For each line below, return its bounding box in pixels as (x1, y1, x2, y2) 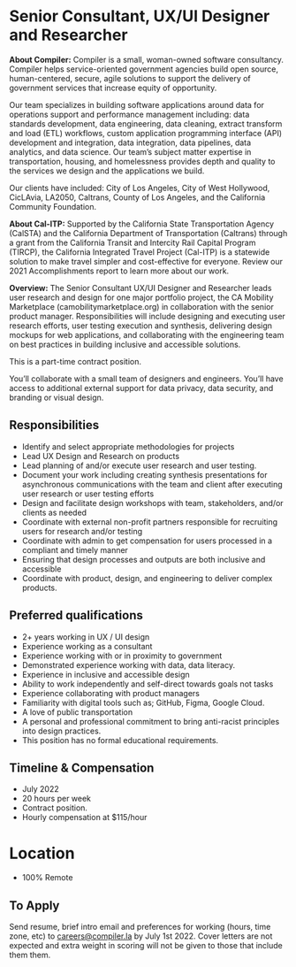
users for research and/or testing (21, 526, 143, 536)
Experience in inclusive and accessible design (21, 669, 190, 679)
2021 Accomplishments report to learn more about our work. (9, 265, 230, 276)
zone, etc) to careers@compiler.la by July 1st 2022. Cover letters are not (9, 931, 273, 941)
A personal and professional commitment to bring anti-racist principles (21, 716, 280, 726)
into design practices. (21, 725, 102, 736)
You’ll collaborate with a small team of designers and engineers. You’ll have (9, 373, 285, 384)
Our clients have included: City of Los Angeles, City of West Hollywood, (9, 182, 270, 193)
